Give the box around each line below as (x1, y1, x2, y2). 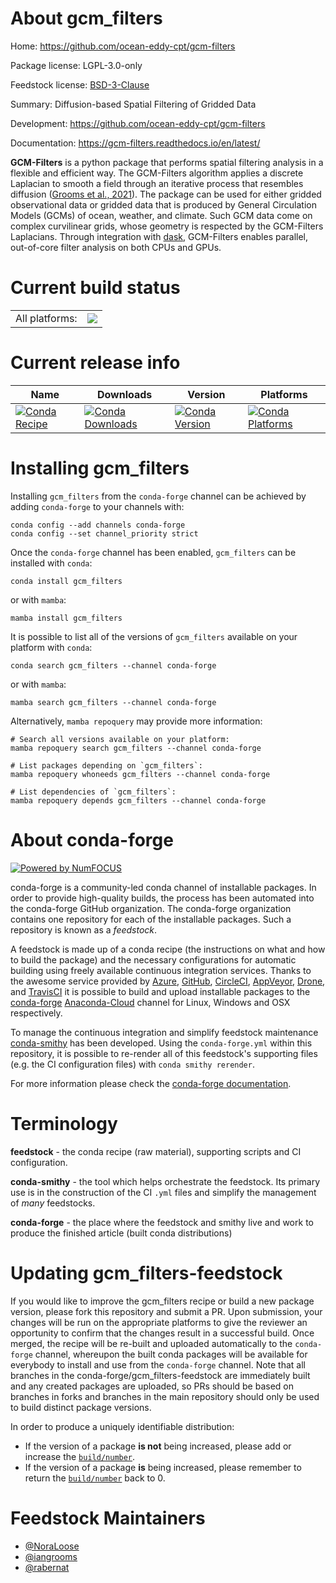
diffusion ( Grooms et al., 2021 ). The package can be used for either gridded (10, 188, 322, 200)
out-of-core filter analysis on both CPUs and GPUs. (10, 241, 222, 253)
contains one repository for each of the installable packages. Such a (10, 913, 292, 925)
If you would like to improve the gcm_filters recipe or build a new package (10, 1295, 315, 1307)
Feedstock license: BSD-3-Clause (10, 78, 150, 91)
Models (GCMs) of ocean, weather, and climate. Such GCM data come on (10, 209, 313, 221)
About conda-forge (10, 828, 174, 851)
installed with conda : (10, 557, 93, 569)
